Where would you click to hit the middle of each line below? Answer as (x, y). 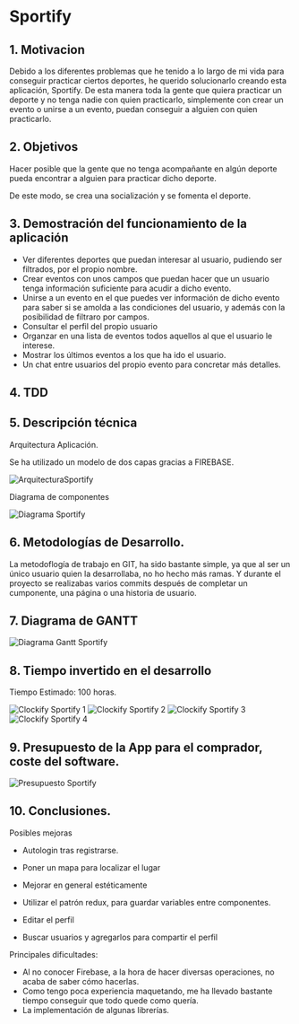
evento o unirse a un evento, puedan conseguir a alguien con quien (133, 109)
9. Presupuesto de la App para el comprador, (136, 747)
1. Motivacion (47, 50)
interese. (38, 345)
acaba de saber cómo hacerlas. (81, 981)
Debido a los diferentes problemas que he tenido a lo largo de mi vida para (147, 71)
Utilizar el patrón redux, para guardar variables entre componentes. (146, 902)
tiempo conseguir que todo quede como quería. (110, 1000)
